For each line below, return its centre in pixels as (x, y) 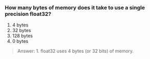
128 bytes (22, 36)
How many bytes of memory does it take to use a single (75, 8)
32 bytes (22, 31)
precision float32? (28, 14)
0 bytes (20, 41)
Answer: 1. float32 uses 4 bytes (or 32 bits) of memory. (76, 51)
